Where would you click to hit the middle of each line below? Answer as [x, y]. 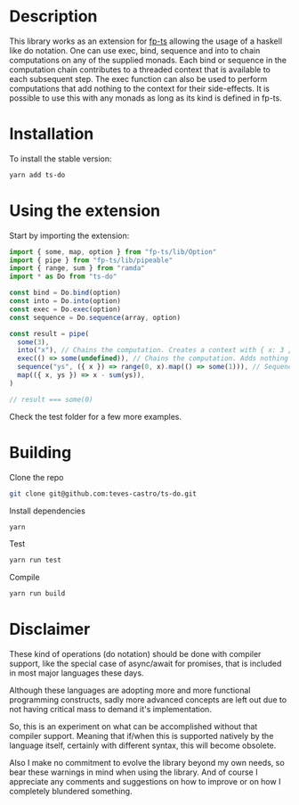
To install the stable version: [61, 159]
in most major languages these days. [77, 673]
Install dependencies [48, 511]
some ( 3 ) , [33, 342]
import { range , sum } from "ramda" [77, 268]
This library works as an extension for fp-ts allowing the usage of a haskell [146, 41]
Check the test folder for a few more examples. [96, 416]
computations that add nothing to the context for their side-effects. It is [139, 88]
